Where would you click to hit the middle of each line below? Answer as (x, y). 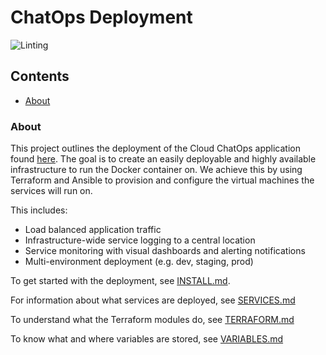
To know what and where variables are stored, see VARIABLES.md (147, 339)
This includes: (39, 210)
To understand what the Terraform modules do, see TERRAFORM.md (152, 320)
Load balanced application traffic (93, 230)
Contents (40, 76)
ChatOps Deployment (101, 17)
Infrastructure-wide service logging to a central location (140, 240)
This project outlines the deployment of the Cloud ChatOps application (156, 148)
